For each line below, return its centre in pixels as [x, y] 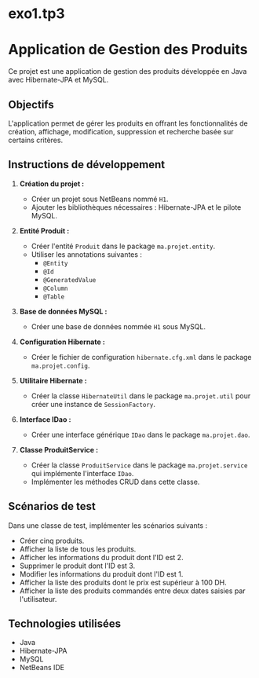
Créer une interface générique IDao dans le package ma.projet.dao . [140, 434]
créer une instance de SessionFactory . [93, 404]
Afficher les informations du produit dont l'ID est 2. [101, 557]
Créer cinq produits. [52, 541]
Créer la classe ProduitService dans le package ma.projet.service [139, 465]
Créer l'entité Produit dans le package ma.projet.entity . [123, 246]
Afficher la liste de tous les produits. [78, 549]
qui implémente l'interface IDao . [82, 473]
